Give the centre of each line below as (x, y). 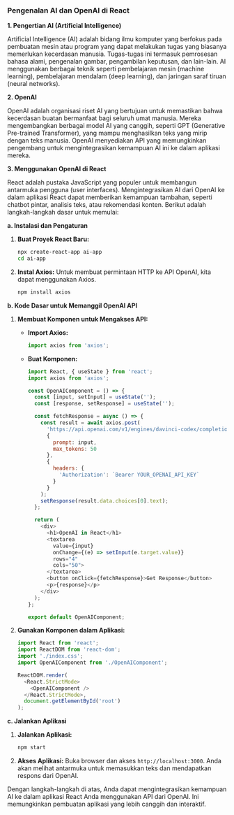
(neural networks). (34, 84)
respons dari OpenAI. (48, 776)
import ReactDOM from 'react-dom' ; (69, 650)
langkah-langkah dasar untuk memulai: (63, 212)
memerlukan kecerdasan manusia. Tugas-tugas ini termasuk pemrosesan (112, 54)
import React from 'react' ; (58, 643)
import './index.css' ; (50, 656)
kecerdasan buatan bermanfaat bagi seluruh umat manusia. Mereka (104, 118)
